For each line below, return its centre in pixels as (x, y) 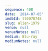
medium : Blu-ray (21, 37)
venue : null (17, 28)
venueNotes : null (22, 32)
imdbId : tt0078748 (23, 18)
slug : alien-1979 (22, 23)
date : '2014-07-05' (24, 14)
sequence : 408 (19, 9)
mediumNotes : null (23, 41)
